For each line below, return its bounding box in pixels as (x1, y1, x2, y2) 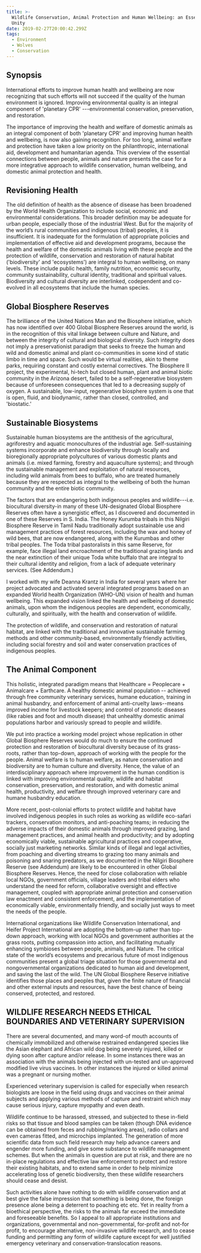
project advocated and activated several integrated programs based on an (6, 585, 190, 591)
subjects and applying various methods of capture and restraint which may (6, 1095, 191, 1102)
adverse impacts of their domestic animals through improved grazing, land (6, 825, 190, 832)
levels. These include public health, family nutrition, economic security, (6, 265, 181, 272)
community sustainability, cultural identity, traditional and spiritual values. (6, 271, 187, 279)
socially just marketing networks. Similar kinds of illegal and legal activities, (6, 844, 191, 851)
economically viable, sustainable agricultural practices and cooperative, (6, 838, 184, 845)
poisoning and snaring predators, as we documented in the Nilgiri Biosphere (6, 857, 194, 864)
